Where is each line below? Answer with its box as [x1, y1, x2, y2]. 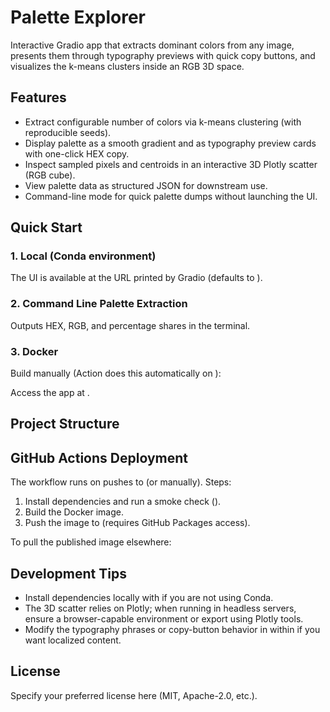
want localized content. [24, 634, 122, 646]
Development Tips [10, 565, 127, 582]
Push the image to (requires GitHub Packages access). [24, 517, 251, 529]
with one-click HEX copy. [24, 147, 130, 160]
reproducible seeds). [24, 126, 112, 138]
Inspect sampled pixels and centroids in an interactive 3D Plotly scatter [24, 158, 318, 170]
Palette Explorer [10, 6, 147, 29]
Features [10, 89, 67, 106]
